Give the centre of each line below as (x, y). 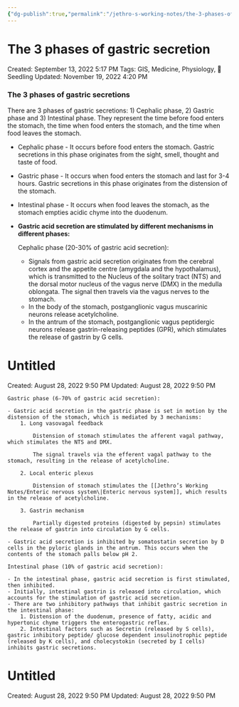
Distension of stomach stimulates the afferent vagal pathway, (128, 436)
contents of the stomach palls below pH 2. (73, 554)
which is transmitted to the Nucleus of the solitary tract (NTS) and (125, 276)
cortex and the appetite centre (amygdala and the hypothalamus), (124, 268)
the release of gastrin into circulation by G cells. (89, 529)
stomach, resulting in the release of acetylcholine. (89, 461)
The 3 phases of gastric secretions (69, 95)
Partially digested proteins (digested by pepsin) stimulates (127, 523)
